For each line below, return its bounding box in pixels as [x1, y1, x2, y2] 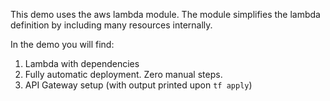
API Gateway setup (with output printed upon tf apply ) [24, 79, 253, 91]
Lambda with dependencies [24, 58, 140, 69]
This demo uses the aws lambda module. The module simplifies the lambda [10, 9, 321, 20]
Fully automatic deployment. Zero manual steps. [24, 69, 223, 80]
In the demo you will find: [10, 39, 115, 50]
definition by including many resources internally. [10, 19, 213, 31]
